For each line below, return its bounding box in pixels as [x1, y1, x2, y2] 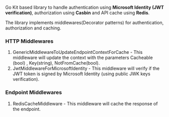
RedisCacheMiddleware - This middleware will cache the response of [12, 100, 158, 106]
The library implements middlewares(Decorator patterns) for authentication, [5, 20, 164, 25]
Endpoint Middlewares [5, 89, 62, 96]
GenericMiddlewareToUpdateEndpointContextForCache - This [12, 49, 143, 55]
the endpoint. [12, 106, 41, 112]
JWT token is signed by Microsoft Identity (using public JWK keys [12, 71, 151, 77]
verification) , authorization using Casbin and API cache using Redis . [5, 10, 150, 16]
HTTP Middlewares [5, 38, 54, 45]
